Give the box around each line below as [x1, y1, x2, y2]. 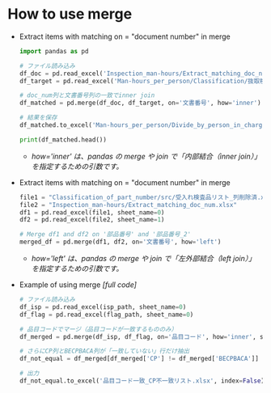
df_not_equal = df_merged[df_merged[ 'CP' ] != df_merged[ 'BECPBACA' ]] [19, 355, 260, 363]
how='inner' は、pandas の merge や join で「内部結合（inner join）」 [31, 151, 262, 161]
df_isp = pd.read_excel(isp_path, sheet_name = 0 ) [19, 302, 187, 311]
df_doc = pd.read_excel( [19, 70, 104, 78]
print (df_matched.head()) [19, 135, 107, 144]
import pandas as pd [19, 47, 89, 55]
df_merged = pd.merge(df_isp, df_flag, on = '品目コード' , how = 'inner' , [19, 332, 256, 340]
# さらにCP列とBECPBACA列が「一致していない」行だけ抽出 [19, 347, 190, 356]
